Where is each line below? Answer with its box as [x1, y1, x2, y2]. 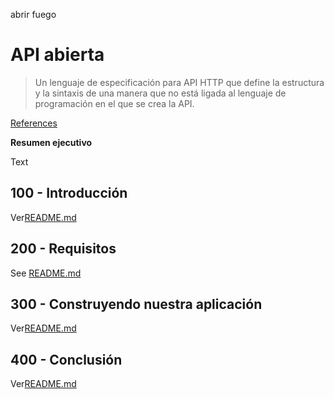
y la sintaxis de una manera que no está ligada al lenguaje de [34, 87, 287, 99]
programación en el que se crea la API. [34, 97, 195, 109]
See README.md [10, 267, 82, 279]
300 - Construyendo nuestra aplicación [10, 295, 263, 313]
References [10, 117, 58, 129]
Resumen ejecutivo [10, 136, 93, 148]
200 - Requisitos [10, 240, 117, 258]
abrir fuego [10, 9, 57, 20]
